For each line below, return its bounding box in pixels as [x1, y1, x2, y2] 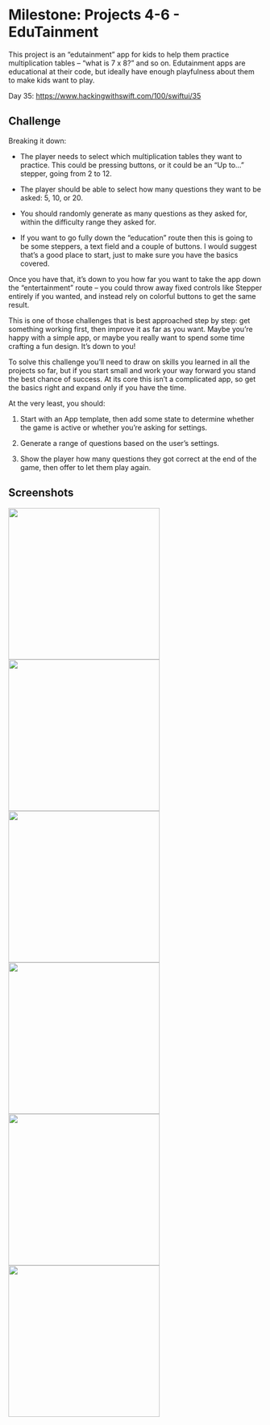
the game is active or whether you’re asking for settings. [19, 422, 208, 432]
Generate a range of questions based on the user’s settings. [19, 438, 220, 448]
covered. [19, 259, 50, 268]
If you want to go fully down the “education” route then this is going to [19, 233, 254, 242]
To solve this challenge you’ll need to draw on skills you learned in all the [8, 357, 251, 367]
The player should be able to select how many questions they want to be [19, 184, 262, 194]
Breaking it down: [8, 136, 67, 145]
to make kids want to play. [8, 75, 95, 85]
